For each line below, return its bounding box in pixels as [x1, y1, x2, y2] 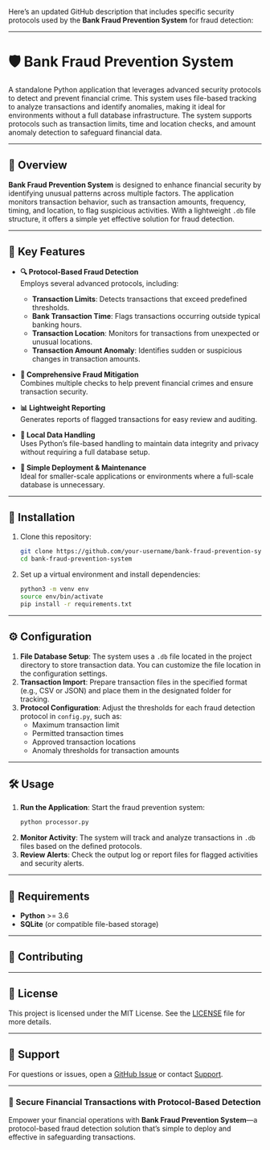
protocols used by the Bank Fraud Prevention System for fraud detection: [8, 15, 254, 25]
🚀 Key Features [8, 245, 86, 259]
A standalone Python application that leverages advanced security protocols [8, 85, 262, 94]
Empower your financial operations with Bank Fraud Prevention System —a [8, 1115, 258, 1124]
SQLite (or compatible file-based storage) [19, 920, 159, 929]
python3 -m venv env [19, 585, 89, 594]
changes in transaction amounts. [31, 354, 141, 363]
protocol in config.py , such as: [19, 711, 122, 721]
